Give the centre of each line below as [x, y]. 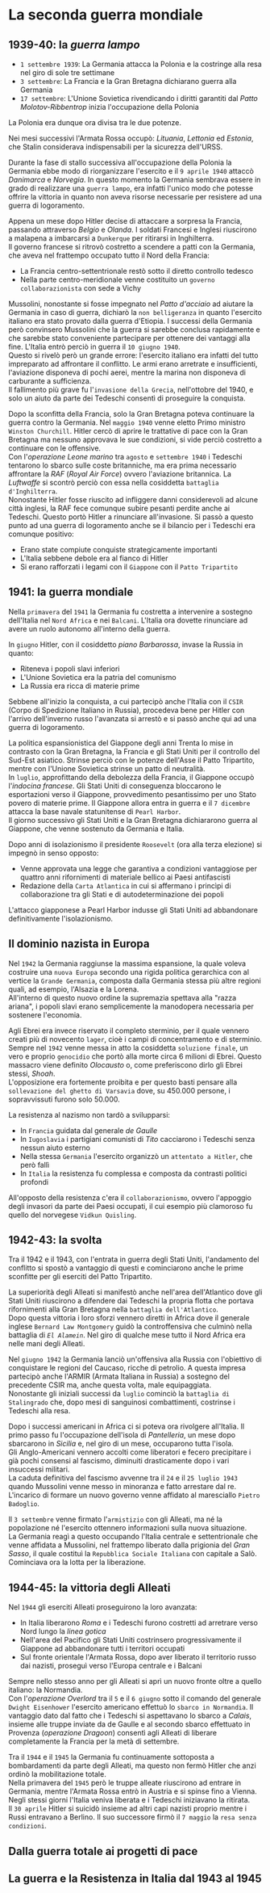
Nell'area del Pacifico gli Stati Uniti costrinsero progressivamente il [131, 1640]
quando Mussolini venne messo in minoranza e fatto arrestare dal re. [123, 1487]
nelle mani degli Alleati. [47, 1344]
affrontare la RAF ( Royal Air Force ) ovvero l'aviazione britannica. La [120, 474]
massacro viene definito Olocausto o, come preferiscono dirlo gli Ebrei [126, 1064]
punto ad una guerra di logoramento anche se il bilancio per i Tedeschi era [132, 525]
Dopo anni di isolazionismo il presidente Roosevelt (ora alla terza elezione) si [135, 844]
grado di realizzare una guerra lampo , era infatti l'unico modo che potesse [131, 188]
